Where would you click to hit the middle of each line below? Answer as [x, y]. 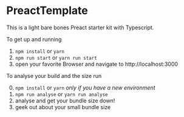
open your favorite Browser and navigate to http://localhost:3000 [96, 64]
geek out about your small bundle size [63, 107]
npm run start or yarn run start [56, 57]
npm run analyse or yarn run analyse [61, 94]
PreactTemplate [47, 11]
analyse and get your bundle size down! [65, 101]
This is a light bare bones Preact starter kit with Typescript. [80, 27]
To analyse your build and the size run [54, 76]
